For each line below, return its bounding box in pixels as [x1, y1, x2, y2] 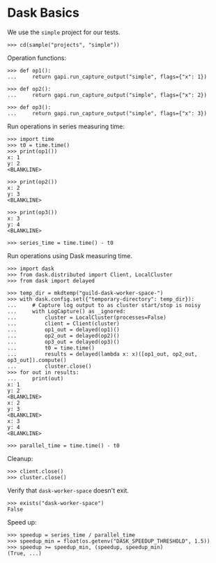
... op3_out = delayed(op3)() [7, 338, 120, 345]
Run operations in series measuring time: [7, 122, 125, 130]
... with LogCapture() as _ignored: [7, 308, 127, 315]
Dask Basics [7, 5, 80, 21]
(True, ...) [7, 550, 42, 557]
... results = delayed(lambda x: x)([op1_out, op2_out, [7, 350, 198, 357]
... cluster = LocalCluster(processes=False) [7, 314, 167, 321]
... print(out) [7, 375, 64, 382]
